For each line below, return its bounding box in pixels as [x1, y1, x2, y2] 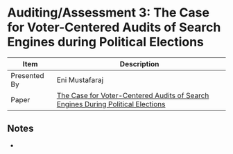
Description [119, 59, 159, 68]
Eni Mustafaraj [56, 75, 104, 84]
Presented [10, 70, 44, 80]
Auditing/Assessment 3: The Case [7, 5, 210, 21]
